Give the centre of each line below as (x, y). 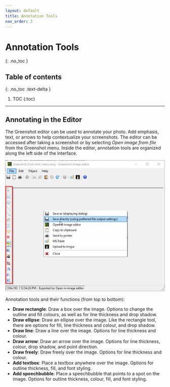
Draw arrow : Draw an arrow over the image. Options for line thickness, (86, 341)
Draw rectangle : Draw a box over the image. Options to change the (83, 309)
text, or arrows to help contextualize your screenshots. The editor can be (81, 137)
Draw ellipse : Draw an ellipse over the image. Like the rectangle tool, (84, 320)
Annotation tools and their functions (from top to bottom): (65, 299)
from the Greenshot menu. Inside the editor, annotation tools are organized (83, 148)
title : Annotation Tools (31, 16)
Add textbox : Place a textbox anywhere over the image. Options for (83, 363)
